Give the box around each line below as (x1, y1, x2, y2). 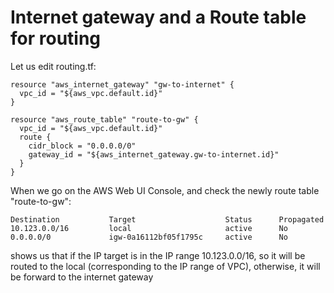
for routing (10, 27, 102, 50)
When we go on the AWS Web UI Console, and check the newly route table (10, 184, 320, 196)
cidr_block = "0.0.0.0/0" (28, 141, 137, 151)
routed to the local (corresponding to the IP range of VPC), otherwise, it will (10, 260, 321, 272)
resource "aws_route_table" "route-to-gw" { (10, 114, 199, 125)
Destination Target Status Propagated (10, 214, 325, 225)
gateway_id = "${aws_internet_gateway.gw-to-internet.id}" (28, 149, 280, 160)
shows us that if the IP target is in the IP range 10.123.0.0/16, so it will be (10, 249, 306, 261)
